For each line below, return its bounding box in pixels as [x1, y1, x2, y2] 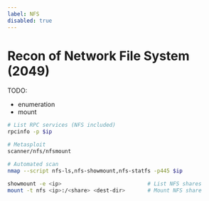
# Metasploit [7, 141, 46, 148]
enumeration [17, 100, 55, 109]
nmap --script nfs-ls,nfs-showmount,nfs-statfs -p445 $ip [7, 167, 183, 175]
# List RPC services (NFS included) [7, 122, 116, 129]
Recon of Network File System [7, 48, 190, 64]
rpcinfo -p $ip [7, 128, 53, 135]
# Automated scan [7, 160, 59, 167]
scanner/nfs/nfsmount [7, 148, 72, 155]
